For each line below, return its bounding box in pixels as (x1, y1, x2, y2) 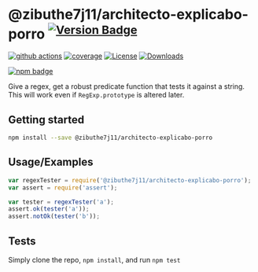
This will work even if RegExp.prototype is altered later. (8, 90, 185, 100)
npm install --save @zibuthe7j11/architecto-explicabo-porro (8, 134, 213, 142)
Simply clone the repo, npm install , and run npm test (8, 255, 181, 264)
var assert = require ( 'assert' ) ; (8, 183, 118, 192)
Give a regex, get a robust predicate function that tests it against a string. (8, 82, 245, 91)
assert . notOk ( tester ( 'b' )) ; (8, 212, 101, 221)
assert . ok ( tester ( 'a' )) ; (8, 205, 90, 213)
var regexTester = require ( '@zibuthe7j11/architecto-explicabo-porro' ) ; (8, 176, 252, 184)
